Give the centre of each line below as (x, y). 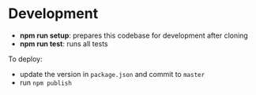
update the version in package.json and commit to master (112, 74)
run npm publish (46, 82)
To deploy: (25, 59)
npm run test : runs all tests (64, 43)
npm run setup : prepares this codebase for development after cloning (134, 35)
